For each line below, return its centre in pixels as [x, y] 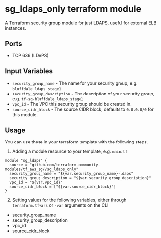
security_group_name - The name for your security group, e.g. [75, 83]
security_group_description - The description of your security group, [83, 94]
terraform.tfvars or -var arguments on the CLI [60, 205]
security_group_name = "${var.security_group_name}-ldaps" [72, 174]
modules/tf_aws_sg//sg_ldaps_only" [42, 169]
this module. [25, 114]
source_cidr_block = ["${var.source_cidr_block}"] [63, 187]
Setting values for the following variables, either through [69, 200]
